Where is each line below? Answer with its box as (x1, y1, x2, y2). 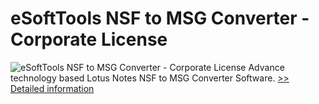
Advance (248, 61, 285, 73)
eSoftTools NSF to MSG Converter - (10, 7, 310, 30)
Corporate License (10, 28, 168, 51)
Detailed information (10, 82, 95, 94)
